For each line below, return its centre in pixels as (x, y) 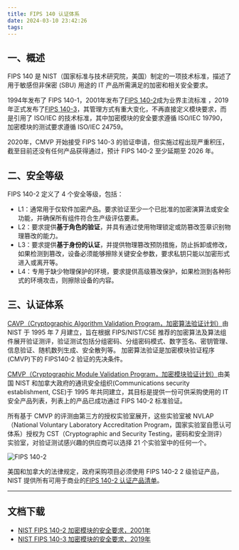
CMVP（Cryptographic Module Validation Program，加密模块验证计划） (113, 374)
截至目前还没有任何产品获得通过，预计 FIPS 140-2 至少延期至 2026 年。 (113, 151)
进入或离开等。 (39, 263)
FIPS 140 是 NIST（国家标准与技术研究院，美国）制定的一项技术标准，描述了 (119, 76)
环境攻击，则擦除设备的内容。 (74, 280)
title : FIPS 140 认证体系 (44, 14)
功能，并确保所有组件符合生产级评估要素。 (80, 218)
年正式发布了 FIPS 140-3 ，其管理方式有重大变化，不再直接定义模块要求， (114, 109)
